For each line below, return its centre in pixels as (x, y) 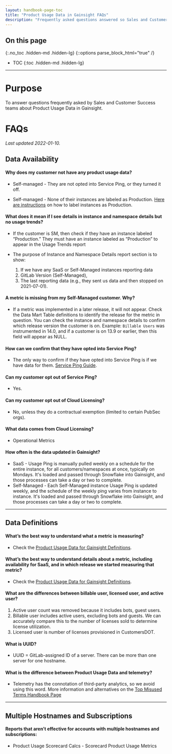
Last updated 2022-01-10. (33, 143)
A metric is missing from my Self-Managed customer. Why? (70, 298)
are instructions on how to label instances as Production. (72, 205)
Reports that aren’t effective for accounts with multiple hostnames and (82, 729)
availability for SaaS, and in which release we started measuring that (80, 565)
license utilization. (32, 627)
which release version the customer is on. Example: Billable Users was (89, 326)
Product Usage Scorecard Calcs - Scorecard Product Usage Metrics (85, 746)
